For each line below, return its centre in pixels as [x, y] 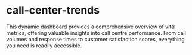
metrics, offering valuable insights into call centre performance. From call [96, 33]
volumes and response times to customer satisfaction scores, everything [95, 39]
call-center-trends [53, 10]
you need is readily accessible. [44, 46]
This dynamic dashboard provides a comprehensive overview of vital [91, 27]
